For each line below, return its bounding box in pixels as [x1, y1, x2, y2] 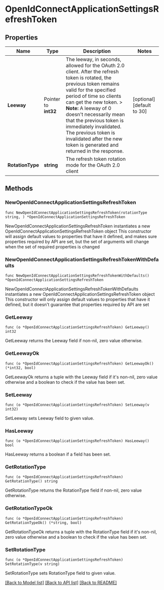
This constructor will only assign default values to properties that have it [5, 296, 150, 302]
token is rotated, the [65, 74, 112, 81]
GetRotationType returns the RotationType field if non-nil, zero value [5, 487, 142, 493]
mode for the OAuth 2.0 [65, 162, 121, 168]
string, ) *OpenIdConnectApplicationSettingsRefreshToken [5, 214, 125, 219]
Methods [5, 184, 33, 193]
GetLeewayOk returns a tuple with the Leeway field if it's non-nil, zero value [5, 374, 158, 380]
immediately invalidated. [65, 123, 122, 130]
